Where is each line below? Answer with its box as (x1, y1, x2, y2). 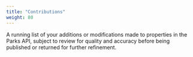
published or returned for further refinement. (6, 43, 117, 51)
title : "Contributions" (6, 8, 66, 15)
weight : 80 (6, 14, 34, 20)
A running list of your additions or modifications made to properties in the (6, 31, 188, 38)
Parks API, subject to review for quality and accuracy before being (6, 37, 170, 44)
